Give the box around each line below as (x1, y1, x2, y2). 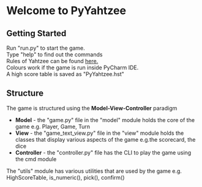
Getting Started (6, 28, 67, 39)
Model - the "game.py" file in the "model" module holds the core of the (15, 116, 195, 123)
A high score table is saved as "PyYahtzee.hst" (6, 71, 124, 77)
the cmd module (15, 155, 57, 162)
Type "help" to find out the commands (6, 51, 103, 58)
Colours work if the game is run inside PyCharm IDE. (6, 64, 139, 71)
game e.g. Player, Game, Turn (15, 123, 91, 130)
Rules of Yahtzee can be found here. (6, 58, 99, 64)
